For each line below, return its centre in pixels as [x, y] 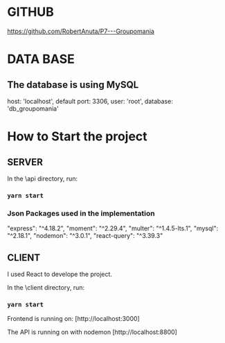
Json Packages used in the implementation [81, 213]
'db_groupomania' [33, 109]
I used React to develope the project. [60, 274]
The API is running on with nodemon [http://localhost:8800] [92, 332]
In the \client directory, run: [46, 287]
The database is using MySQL [73, 85]
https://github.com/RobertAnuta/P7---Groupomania [81, 31]
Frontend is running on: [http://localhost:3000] [73, 319]
